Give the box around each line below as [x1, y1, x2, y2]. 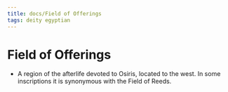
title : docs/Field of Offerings [7, 10, 102, 17]
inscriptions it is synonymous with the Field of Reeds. [17, 77, 172, 86]
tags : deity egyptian [7, 17, 71, 24]
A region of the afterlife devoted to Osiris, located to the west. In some [17, 70, 221, 78]
